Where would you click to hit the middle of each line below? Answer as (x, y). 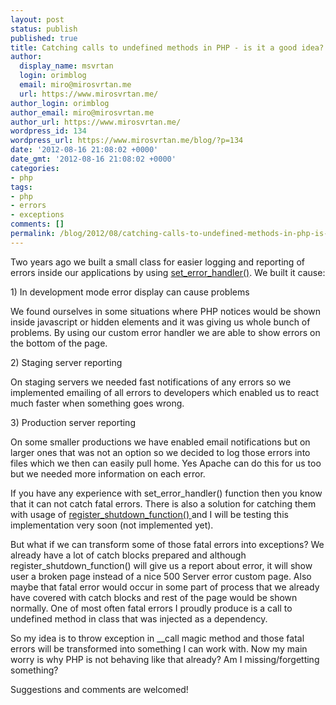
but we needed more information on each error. (108, 473)
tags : (21, 187)
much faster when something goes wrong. (97, 403)
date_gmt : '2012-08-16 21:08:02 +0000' (93, 159)
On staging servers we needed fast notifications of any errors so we (151, 382)
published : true (44, 38)
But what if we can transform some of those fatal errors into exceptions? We (167, 544)
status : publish (44, 29)
